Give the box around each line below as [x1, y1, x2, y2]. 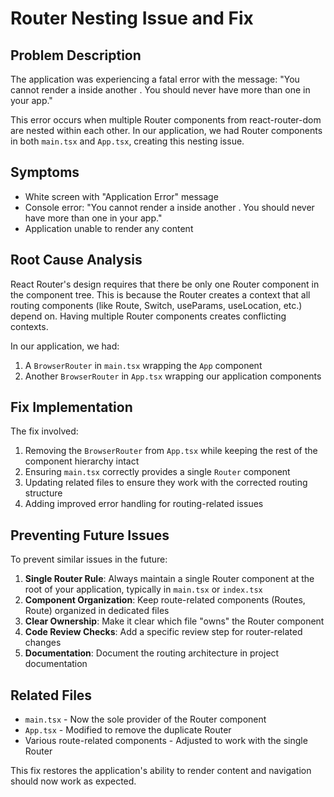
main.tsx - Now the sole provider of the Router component [24, 713, 267, 726]
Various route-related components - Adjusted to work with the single [24, 735, 308, 747]
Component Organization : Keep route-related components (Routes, [24, 594, 306, 606]
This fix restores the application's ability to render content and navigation [10, 765, 312, 777]
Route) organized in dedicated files [24, 605, 170, 617]
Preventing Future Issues [10, 527, 170, 544]
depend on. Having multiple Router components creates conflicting [10, 310, 287, 322]
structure [24, 487, 63, 499]
